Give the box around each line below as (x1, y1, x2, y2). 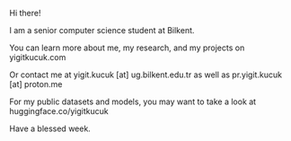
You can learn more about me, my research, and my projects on (9, 42, 245, 53)
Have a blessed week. (9, 123, 92, 134)
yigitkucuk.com (9, 52, 66, 62)
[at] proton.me (9, 79, 63, 89)
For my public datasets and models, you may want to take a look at (9, 96, 257, 107)
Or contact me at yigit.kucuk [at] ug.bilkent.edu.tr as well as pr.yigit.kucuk (9, 69, 283, 80)
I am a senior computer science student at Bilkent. (9, 25, 195, 35)
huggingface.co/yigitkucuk (9, 106, 110, 116)
